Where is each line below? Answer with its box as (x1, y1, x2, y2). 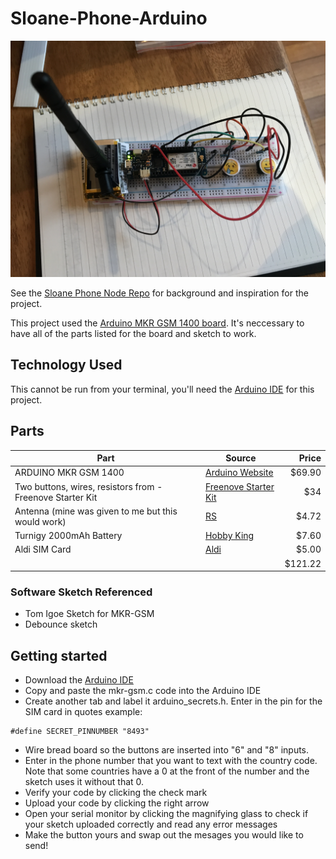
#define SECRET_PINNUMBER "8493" (10, 727, 150, 737)
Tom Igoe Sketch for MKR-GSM (24, 608, 155, 620)
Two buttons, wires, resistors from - (14, 480, 163, 492)
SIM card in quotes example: (24, 706, 143, 718)
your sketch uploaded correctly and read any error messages (24, 818, 278, 831)
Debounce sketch (24, 618, 98, 631)
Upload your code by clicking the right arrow (24, 797, 210, 809)
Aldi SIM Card (14, 543, 72, 556)
